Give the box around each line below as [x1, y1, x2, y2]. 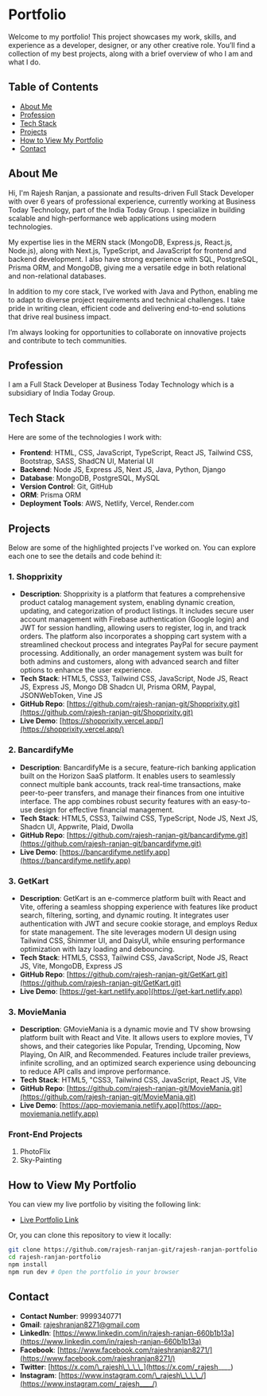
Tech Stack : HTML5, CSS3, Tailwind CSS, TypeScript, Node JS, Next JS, [19, 813, 258, 823]
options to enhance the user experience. [19, 665, 153, 675]
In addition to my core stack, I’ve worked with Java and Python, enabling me [8, 287, 258, 296]
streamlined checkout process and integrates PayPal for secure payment [19, 640, 258, 649]
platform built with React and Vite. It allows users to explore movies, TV [19, 1033, 253, 1043]
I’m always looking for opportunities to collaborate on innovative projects [8, 327, 246, 337]
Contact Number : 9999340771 [19, 1311, 122, 1320]
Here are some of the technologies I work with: [8, 432, 162, 443]
